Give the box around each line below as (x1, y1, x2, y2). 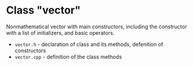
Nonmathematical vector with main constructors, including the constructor (6, 23, 187, 30)
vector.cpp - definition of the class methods (14, 53, 122, 60)
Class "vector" (6, 4, 81, 17)
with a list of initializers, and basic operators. (6, 29, 115, 36)
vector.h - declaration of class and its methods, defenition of (14, 41, 163, 48)
